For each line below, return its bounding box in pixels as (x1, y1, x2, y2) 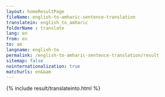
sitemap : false (6, 58, 44, 63)
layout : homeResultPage (6, 8, 65, 15)
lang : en (6, 31, 28, 36)
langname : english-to (6, 47, 60, 53)
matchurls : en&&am (6, 69, 51, 75)
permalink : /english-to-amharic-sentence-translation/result (6, 52, 160, 58)
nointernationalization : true (6, 63, 81, 69)
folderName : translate (6, 25, 65, 31)
